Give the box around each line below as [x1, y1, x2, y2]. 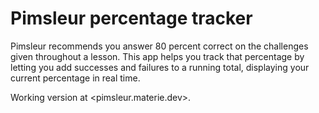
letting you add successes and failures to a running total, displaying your [10, 61, 310, 73]
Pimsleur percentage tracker [10, 7, 253, 30]
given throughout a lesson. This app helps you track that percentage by [10, 50, 305, 62]
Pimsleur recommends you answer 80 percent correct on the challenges [10, 40, 309, 52]
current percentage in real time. [10, 72, 141, 84]
